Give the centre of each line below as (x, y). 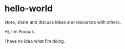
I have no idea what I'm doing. (35, 41)
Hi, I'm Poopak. (20, 31)
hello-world (29, 9)
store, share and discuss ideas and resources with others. (63, 22)
